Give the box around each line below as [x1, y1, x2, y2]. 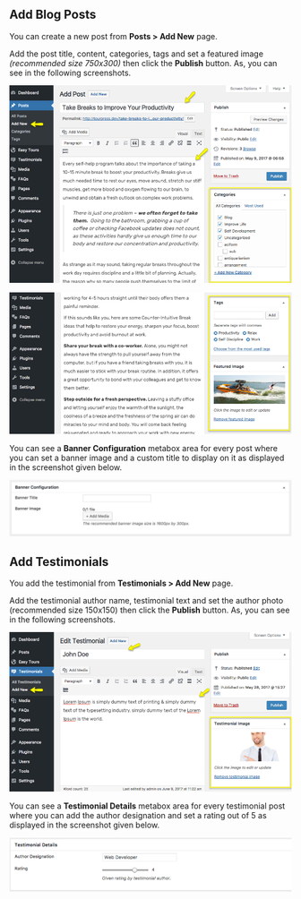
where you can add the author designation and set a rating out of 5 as [9, 810, 267, 821]
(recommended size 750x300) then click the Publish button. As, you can [9, 57, 278, 68]
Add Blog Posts [9, 7, 97, 22]
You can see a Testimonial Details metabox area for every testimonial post [9, 801, 286, 811]
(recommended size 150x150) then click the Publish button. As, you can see [9, 604, 290, 616]
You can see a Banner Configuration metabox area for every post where [9, 442, 278, 453]
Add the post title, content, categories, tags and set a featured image [9, 48, 264, 59]
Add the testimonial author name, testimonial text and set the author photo [9, 595, 284, 606]
